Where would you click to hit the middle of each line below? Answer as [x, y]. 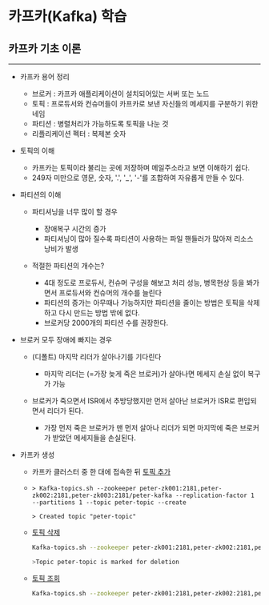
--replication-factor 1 [215, 495]
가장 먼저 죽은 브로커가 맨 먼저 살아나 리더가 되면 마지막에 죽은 [141, 428]
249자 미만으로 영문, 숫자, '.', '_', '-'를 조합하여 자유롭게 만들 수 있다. [138, 178]
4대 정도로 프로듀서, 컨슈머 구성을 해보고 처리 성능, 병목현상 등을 [144, 282]
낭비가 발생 [61, 248]
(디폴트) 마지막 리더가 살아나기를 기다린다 [96, 357]
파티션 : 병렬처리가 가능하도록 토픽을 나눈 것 [100, 124]
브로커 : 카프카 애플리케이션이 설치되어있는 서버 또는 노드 [120, 94]
